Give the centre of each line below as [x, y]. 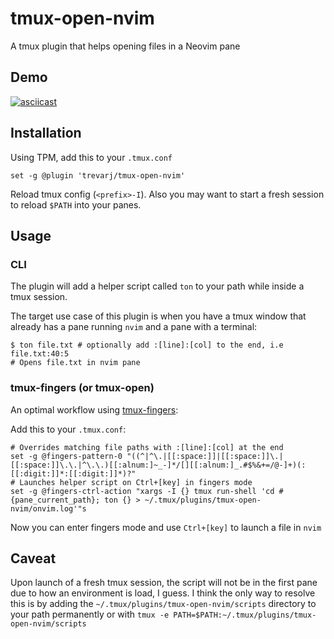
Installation [46, 133]
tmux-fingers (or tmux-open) [82, 388]
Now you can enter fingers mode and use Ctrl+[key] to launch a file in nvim [166, 527]
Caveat [33, 558]
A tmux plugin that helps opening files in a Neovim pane [125, 46]
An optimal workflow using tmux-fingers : [94, 409]
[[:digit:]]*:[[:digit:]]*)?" [73, 473]
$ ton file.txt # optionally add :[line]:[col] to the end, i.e [147, 345]
